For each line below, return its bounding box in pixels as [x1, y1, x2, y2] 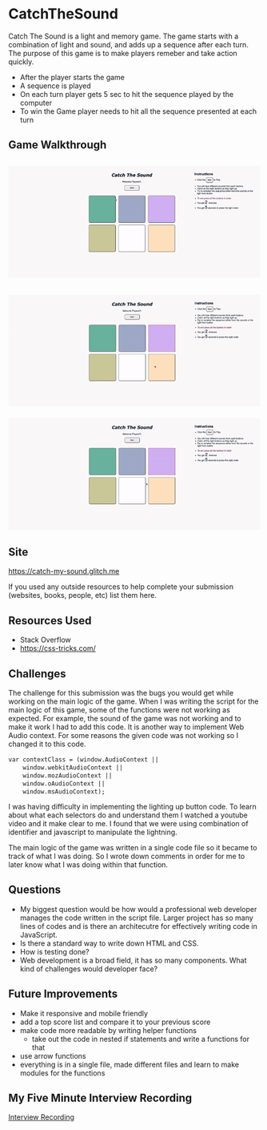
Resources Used [8, 614, 92, 628]
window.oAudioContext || [22, 780, 106, 788]
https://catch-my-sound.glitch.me [8, 567, 120, 576]
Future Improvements [8, 987, 118, 1001]
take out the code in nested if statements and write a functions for [31, 1034, 250, 1043]
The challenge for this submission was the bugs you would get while [8, 688, 234, 698]
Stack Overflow [19, 635, 72, 645]
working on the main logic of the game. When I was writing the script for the [8, 696, 259, 706]
